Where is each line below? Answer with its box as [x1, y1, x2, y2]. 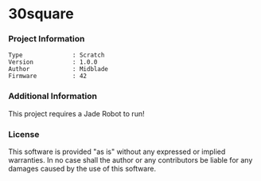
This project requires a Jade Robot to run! [8, 108, 145, 118]
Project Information [8, 33, 85, 45]
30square [8, 5, 74, 23]
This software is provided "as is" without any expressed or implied [8, 147, 226, 156]
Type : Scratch [8, 51, 105, 60]
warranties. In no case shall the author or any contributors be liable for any [8, 155, 253, 165]
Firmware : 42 [8, 73, 88, 81]
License [8, 128, 40, 140]
